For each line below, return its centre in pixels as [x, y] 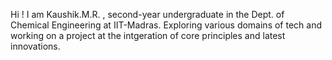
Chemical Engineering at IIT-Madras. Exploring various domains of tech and [166, 25]
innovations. [35, 46]
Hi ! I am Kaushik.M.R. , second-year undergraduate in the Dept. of [147, 14]
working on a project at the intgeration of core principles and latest [148, 35]
